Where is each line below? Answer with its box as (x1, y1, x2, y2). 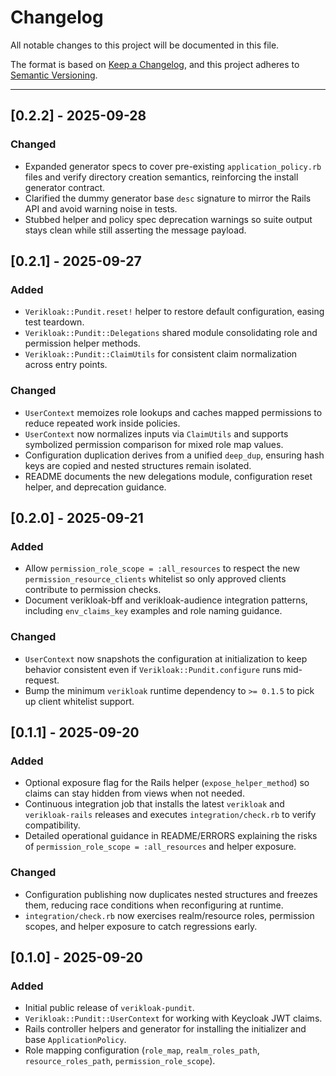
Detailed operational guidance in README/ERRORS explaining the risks (24, 830, 318, 842)
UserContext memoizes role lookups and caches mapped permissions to (24, 406, 323, 418)
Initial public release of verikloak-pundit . (24, 1002, 195, 1014)
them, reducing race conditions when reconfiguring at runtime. (24, 899, 284, 911)
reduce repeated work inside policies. (24, 417, 181, 429)
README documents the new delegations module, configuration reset (24, 470, 313, 482)
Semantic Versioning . (10, 69, 98, 81)
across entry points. (24, 359, 108, 371)
